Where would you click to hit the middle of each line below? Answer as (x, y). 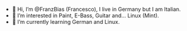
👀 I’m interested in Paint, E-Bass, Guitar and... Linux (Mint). (86, 15)
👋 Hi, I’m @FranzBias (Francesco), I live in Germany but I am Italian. (96, 9)
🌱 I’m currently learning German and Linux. (66, 22)
